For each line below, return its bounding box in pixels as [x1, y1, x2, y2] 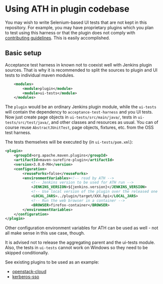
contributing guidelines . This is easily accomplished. [5, 35, 110, 41]
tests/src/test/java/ [5, 120, 49, 125]
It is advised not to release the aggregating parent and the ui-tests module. [5, 239, 155, 246]
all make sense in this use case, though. [5, 230, 85, 236]
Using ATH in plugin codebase [5, 3, 130, 15]
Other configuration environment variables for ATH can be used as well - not [5, 225, 159, 231]
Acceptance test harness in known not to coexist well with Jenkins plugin [5, 62, 152, 67]
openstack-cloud [12, 268, 47, 275]
